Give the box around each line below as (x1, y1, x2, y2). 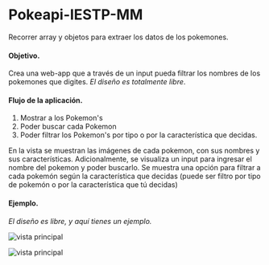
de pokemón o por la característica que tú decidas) (8, 180, 179, 190)
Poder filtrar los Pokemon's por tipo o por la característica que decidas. (19, 130, 258, 140)
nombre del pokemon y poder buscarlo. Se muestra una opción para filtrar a (8, 163, 261, 173)
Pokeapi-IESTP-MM (8, 6, 143, 24)
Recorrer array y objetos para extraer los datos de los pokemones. (8, 32, 229, 42)
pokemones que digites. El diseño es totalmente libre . (8, 77, 186, 87)
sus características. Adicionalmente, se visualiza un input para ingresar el (8, 154, 252, 164)
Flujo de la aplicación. (8, 95, 83, 105)
